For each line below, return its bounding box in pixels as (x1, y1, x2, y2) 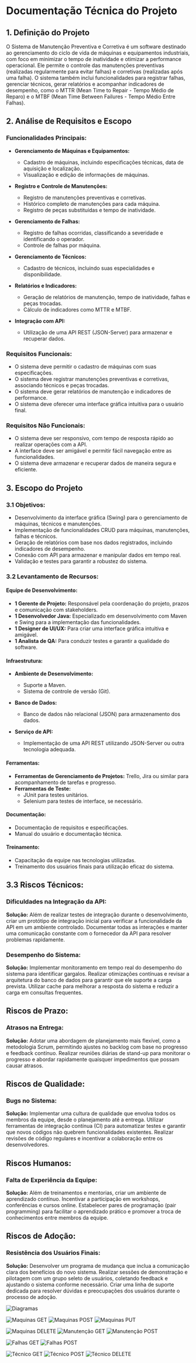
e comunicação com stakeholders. (14, 607, 98, 614)
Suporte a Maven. (23, 682, 67, 689)
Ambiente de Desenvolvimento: (14, 670, 94, 677)
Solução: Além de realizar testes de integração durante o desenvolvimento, (6, 911, 188, 918)
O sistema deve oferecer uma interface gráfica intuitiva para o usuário (14, 400, 184, 407)
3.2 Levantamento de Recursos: (6, 572, 99, 580)
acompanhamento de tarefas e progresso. (14, 779, 116, 786)
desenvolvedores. (6, 1141, 50, 1148)
